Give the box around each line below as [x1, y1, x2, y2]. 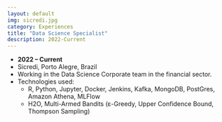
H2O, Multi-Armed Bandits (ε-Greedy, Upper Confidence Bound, [27, 100, 214, 108]
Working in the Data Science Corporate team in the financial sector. [17, 70, 212, 79]
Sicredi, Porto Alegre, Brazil [17, 63, 97, 71]
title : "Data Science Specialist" [7, 29, 109, 37]
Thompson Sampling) [27, 107, 90, 116]
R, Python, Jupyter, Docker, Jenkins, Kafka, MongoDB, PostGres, [27, 85, 216, 93]
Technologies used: [17, 77, 75, 86]
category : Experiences [7, 23, 74, 30]
